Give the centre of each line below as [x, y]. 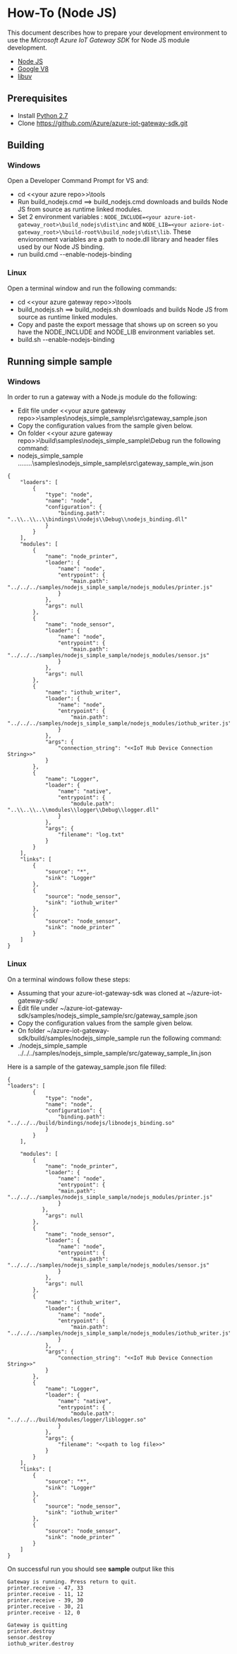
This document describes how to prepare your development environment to [117, 33]
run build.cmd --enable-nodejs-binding [74, 254]
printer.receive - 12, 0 [44, 1612]
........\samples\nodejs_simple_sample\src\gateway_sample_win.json [115, 463]
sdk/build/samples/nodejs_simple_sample [78, 1038]
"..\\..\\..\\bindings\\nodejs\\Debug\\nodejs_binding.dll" [98, 520]
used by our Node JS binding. [61, 247]
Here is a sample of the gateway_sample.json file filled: [87, 1067]
